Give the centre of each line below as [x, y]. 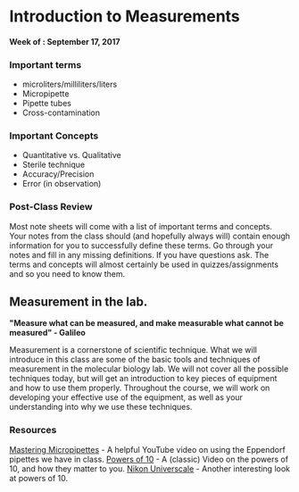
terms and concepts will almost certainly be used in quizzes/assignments [144, 264]
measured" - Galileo [48, 333]
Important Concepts [54, 136]
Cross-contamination [61, 113]
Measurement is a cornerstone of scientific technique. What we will [133, 350]
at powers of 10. [39, 478]
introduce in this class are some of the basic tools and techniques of [135, 360]
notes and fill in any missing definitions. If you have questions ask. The [139, 254]
